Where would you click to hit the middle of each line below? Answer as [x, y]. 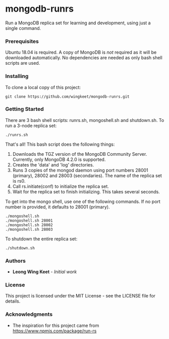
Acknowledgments [29, 314]
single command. [23, 28]
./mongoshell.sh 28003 [29, 229]
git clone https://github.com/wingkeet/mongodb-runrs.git [67, 97]
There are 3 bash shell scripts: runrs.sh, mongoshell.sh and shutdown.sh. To [85, 120]
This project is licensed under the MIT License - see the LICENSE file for [80, 296]
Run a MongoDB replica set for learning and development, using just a [78, 23]
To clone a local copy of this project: [43, 87]
